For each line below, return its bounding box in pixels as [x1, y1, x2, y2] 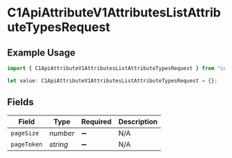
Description [118, 117, 158, 126]
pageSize [10, 129, 39, 137]
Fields [7, 96, 35, 108]
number [49, 128, 75, 138]
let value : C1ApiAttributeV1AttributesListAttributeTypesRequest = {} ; [7, 77, 217, 84]
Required [81, 117, 112, 126]
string [49, 139, 68, 149]
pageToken [10, 140, 43, 148]
